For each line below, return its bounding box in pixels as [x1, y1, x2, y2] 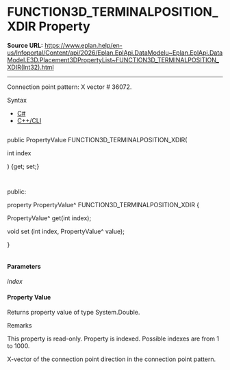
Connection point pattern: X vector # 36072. [7, 83, 132, 91]
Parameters [7, 262, 41, 270]
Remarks [7, 321, 32, 330]
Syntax [7, 96, 27, 104]
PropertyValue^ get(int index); [7, 213, 92, 222]
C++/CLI [16, 116, 42, 124]
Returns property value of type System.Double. [7, 308, 140, 317]
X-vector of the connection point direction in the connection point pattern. [7, 355, 216, 363]
